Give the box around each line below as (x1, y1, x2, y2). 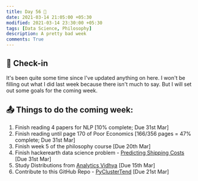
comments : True (6, 36, 44, 42)
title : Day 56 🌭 (6, 8, 47, 15)
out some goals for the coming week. (6, 87, 98, 94)
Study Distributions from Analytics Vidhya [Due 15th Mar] (14, 161, 156, 168)
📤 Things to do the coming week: (6, 105, 134, 115)
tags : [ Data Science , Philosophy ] (6, 25, 92, 32)
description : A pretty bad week (6, 31, 86, 37)
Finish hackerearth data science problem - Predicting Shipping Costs (14, 149, 185, 156)
